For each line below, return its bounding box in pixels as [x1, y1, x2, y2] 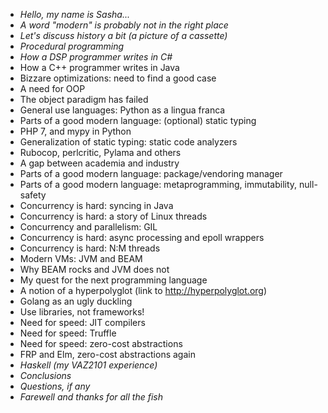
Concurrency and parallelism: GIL [19, 221, 158, 233]
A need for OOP [19, 83, 86, 94]
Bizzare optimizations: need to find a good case [19, 72, 217, 84]
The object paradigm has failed [19, 94, 149, 105]
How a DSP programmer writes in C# [19, 51, 173, 63]
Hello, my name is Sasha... [19, 9, 131, 20]
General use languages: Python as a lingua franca [19, 104, 226, 116]
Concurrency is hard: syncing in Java [19, 200, 174, 211]
